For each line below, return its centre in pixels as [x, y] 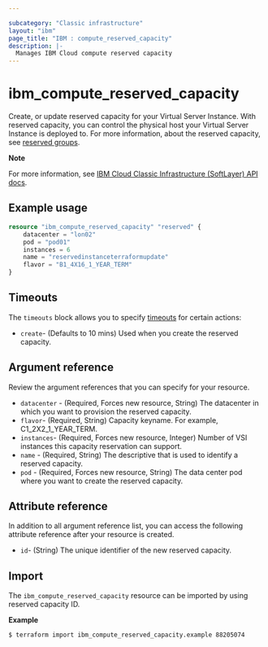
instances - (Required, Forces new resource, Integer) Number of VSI [134, 438]
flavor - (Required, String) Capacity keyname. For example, [119, 420]
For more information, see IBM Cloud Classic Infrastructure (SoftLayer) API [133, 174]
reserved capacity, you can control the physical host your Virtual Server [129, 125]
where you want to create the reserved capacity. [102, 481]
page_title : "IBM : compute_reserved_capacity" [91, 38]
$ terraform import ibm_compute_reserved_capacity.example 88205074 [127, 635]
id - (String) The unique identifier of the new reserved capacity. [126, 550]
